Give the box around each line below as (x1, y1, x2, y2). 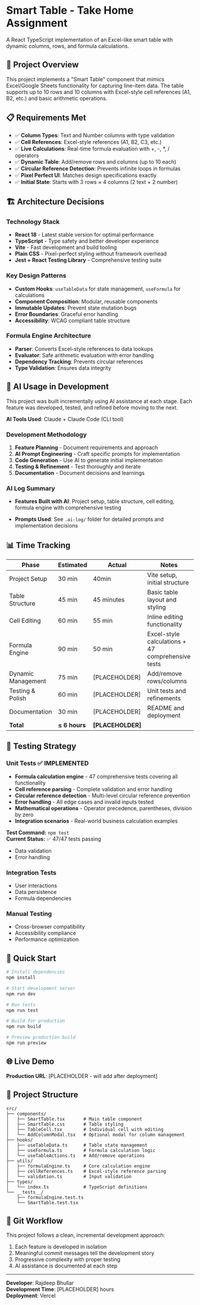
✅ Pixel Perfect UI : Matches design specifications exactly (14, 171, 157, 179)
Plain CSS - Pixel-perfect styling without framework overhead (14, 250, 167, 258)
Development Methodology (6, 430, 87, 439)
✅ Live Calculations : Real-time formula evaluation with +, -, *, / (14, 145, 170, 152)
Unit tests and (147, 687, 186, 695)
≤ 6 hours (58, 721, 86, 730)
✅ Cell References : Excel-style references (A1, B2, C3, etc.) (14, 138, 162, 145)
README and (147, 704, 185, 712)
